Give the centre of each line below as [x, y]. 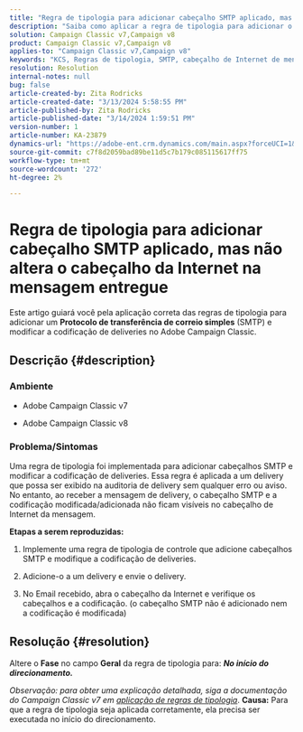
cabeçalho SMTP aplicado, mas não [146, 249]
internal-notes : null [50, 77]
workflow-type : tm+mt [50, 160]
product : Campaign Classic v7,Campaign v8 [90, 43]
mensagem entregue [89, 288]
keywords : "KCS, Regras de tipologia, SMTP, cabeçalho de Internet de [145, 60]
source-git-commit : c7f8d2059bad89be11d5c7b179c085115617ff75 [129, 152]
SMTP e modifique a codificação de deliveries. [109, 559]
